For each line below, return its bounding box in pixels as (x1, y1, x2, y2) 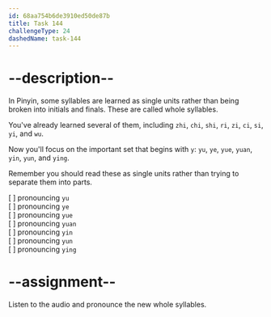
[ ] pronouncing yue (8, 210, 73, 220)
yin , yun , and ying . (8, 153, 70, 163)
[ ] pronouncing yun (8, 236, 73, 246)
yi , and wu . (8, 129, 44, 138)
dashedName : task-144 (8, 34, 82, 43)
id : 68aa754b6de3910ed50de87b (8, 11, 111, 20)
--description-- (8, 70, 115, 87)
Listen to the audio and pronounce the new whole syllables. (8, 300, 207, 310)
